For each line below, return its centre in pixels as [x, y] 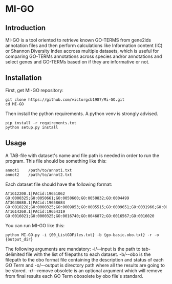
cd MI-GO [15, 104]
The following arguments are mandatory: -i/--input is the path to [73, 249]
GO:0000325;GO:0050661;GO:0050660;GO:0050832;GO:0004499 [67, 198]
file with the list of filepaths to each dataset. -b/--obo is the [88, 254]
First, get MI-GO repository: [35, 90]
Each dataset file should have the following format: [59, 184]
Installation [24, 78]
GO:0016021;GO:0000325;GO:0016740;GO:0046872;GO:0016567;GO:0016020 [80, 216]
